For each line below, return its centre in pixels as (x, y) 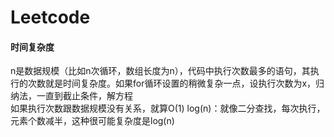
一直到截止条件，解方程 (84, 96)
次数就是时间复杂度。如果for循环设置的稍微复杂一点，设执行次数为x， (172, 83)
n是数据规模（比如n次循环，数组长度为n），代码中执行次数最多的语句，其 (160, 71)
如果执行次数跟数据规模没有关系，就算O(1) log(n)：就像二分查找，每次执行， (168, 108)
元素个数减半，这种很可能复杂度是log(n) (92, 121)
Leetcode (50, 17)
